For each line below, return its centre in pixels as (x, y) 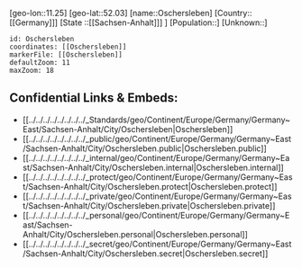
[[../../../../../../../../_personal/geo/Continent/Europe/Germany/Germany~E (156, 215)
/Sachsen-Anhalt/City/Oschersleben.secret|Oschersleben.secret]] (145, 253)
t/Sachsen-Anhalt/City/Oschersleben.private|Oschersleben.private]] (149, 205)
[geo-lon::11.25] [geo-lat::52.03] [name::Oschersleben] (111, 13)
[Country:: (233, 13)
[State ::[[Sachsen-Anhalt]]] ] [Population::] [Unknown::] (164, 22)
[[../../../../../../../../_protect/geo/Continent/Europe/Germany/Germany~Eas (157, 177)
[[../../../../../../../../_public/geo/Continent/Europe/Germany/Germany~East (156, 138)
